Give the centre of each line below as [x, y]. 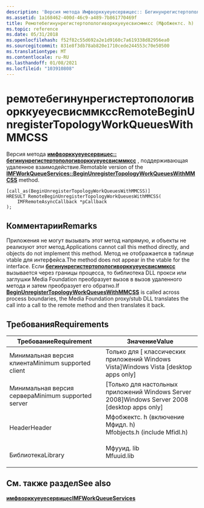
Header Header [31, 428]
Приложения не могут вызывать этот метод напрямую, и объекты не [97, 240]
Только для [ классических [146, 352]
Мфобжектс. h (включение [145, 417]
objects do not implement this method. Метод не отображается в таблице [100, 254]
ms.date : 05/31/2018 [32, 35]
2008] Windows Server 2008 [147, 399]
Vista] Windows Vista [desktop [149, 367]
